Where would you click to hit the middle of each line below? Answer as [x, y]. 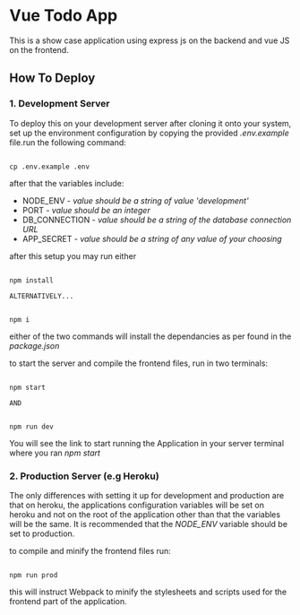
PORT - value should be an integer [86, 210]
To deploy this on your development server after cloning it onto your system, [150, 123]
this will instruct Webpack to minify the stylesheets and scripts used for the [148, 592]
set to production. [42, 533]
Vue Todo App [64, 16]
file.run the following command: [68, 142]
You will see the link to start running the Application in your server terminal [147, 443]
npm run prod [34, 575]
